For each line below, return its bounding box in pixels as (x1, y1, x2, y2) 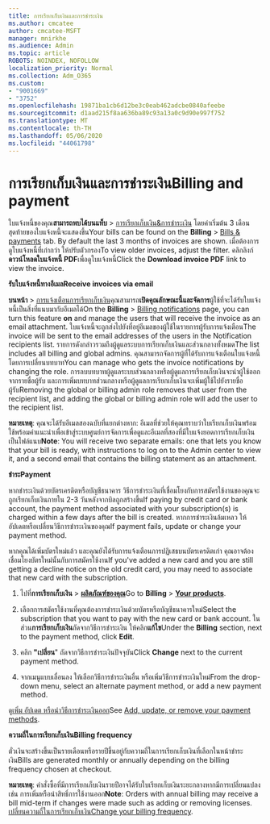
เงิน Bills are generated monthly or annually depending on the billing (8, 755, 230, 765)
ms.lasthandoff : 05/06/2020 (8, 131, 103, 139)
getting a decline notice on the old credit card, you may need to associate (8, 564, 253, 574)
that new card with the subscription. (8, 573, 128, 583)
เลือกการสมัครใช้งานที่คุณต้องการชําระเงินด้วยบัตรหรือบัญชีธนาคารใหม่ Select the (19, 605, 237, 614)
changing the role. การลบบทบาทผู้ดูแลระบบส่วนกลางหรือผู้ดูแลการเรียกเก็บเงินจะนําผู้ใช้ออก (8, 367, 260, 377)
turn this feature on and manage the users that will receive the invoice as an (8, 314, 260, 323)
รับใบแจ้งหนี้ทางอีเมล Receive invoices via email (8, 279, 154, 289)
